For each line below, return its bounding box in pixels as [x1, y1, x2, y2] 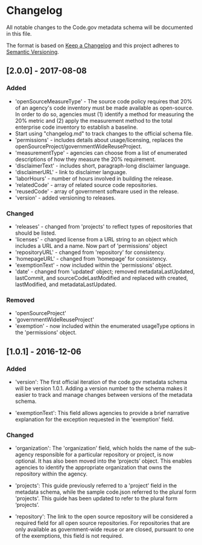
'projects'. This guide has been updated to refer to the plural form [14, 495, 178, 502]
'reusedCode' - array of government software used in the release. [14, 188, 179, 195]
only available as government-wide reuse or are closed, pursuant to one [14, 526, 194, 533]
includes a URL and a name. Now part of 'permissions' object [14, 242, 168, 249]
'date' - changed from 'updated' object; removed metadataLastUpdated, [14, 267, 195, 275]
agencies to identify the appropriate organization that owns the [14, 464, 172, 471]
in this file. [6, 30, 32, 37]
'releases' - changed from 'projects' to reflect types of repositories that [14, 223, 193, 230]
